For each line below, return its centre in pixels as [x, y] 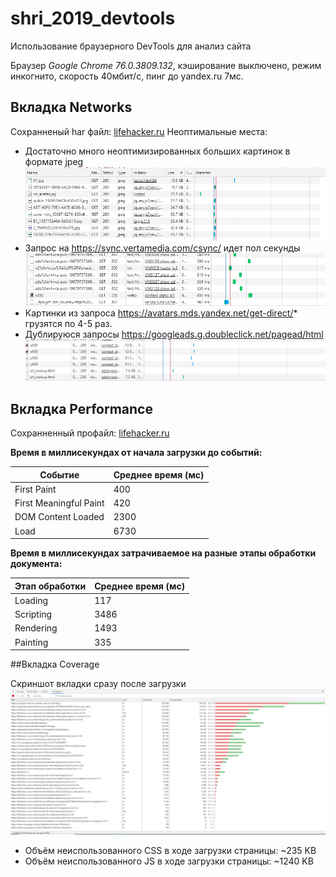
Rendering [36, 628]
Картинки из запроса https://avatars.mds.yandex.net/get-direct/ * [161, 313]
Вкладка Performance [81, 408]
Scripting [33, 614]
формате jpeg [54, 161]
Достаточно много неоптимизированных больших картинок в [157, 151]
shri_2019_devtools [93, 18]
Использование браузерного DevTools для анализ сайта [131, 46]
